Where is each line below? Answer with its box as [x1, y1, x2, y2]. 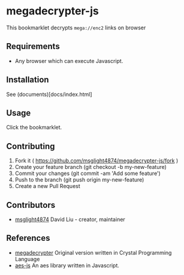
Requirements [6, 41, 60, 52]
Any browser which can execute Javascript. [14, 57, 123, 64]
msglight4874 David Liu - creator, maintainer [14, 216, 126, 223]
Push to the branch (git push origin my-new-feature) [14, 176, 144, 183]
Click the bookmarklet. [6, 124, 62, 131]
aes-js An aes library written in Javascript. [14, 262, 120, 269]
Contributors [6, 200, 56, 210]
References [6, 233, 50, 243]
